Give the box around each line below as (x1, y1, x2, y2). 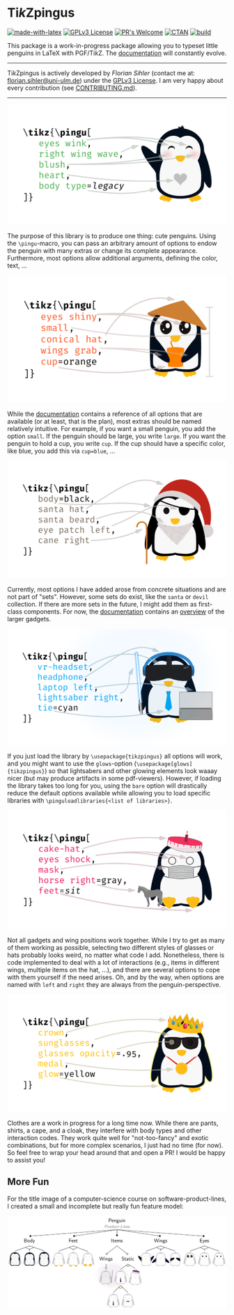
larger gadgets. (7, 615, 51, 623)
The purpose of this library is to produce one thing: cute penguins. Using (7, 231, 217, 240)
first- (198, 600, 213, 609)
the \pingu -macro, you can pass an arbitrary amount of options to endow (7, 239, 217, 247)
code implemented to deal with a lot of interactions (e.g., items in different (7, 958, 219, 966)
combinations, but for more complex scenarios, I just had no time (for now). (7, 1141, 224, 1149)
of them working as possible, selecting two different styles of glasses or (7, 943, 214, 951)
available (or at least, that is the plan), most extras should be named (7, 417, 202, 426)
